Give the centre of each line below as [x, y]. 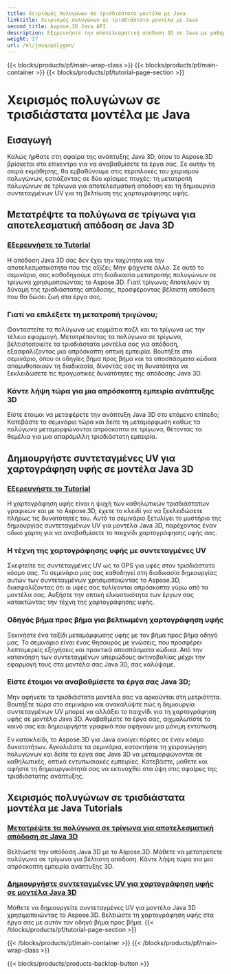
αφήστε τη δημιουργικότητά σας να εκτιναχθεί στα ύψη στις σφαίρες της [112, 768]
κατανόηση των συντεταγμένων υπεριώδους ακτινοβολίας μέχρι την [106, 657]
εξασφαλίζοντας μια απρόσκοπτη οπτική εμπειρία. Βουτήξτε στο [100, 351]
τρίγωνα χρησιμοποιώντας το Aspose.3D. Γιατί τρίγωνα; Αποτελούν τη [108, 282]
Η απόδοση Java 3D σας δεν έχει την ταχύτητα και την [86, 260]
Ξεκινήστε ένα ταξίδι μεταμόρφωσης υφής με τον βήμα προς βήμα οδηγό [112, 635]
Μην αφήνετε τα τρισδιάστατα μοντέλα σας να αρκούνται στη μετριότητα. [114, 697]
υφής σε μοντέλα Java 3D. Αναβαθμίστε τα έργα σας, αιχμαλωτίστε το [109, 719]
